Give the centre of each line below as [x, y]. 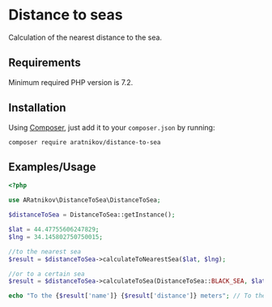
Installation [37, 108]
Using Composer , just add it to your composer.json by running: [112, 127]
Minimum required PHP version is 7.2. [71, 82]
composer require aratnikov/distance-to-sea [85, 142]
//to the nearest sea [45, 252]
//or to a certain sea [47, 274]
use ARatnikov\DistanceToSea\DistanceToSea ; [85, 200]
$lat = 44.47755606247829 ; [54, 229]
